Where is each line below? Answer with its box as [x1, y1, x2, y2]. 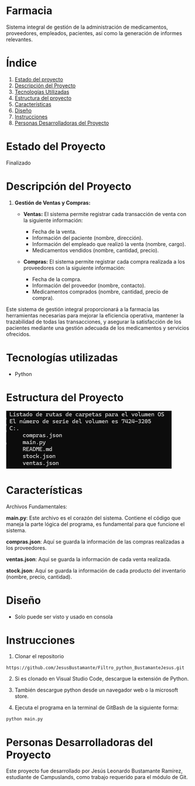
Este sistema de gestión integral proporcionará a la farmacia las [6, 306, 160, 313]
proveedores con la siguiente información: [23, 264, 126, 271]
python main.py [6, 716, 43, 722]
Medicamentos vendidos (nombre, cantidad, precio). [32, 247, 159, 254]
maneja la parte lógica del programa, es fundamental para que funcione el [6, 520, 185, 528]
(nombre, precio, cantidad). [6, 573, 72, 580]
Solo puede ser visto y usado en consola [14, 613, 113, 620]
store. [14, 693, 29, 700]
